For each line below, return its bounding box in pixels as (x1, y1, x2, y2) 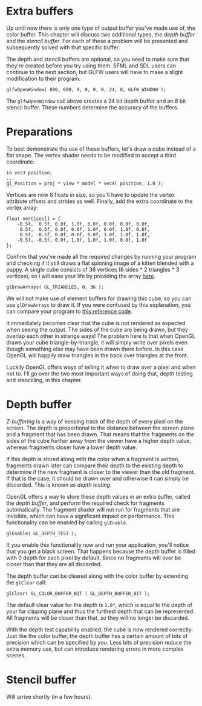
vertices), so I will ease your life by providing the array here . (6, 272, 156, 279)
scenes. (6, 651, 26, 659)
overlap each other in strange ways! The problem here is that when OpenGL (6, 332, 195, 340)
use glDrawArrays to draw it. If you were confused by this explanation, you (6, 301, 191, 308)
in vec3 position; (6, 170, 53, 176)
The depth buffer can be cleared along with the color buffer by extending (6, 572, 189, 580)
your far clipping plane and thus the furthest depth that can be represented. (6, 608, 195, 615)
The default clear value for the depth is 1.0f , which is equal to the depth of (6, 601, 193, 608)
